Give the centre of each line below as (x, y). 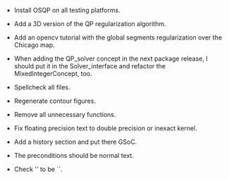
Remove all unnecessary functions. (65, 115)
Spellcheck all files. (42, 87)
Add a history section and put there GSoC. (75, 142)
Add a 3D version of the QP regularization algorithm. (90, 24)
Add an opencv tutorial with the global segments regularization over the (118, 37)
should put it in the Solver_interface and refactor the (90, 66)
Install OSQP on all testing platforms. (67, 10)
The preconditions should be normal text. (74, 155)
